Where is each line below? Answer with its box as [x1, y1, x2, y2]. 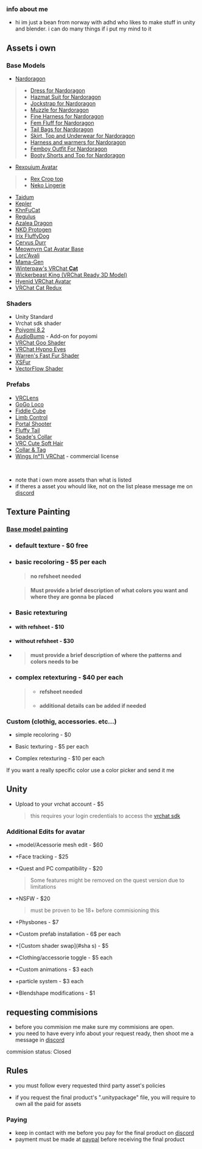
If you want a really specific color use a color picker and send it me [6, 767, 175, 774]
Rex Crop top [30, 175, 64, 182]
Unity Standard [15, 313, 54, 321]
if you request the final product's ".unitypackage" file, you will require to [15, 1094, 196, 1101]
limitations [30, 883, 57, 891]
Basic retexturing [15, 608, 68, 617]
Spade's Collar [15, 433, 52, 440]
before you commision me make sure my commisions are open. [15, 1023, 175, 1030]
